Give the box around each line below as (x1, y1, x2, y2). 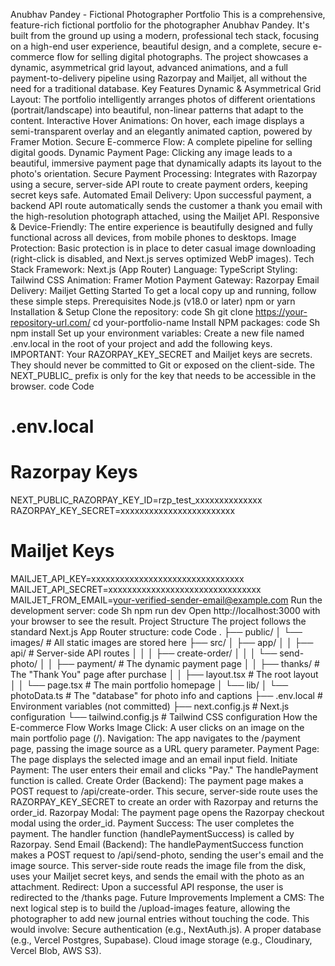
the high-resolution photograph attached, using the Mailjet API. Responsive (10, 210, 320, 222)
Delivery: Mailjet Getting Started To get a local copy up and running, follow (10, 285, 317, 296)
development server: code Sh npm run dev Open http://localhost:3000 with (10, 605, 321, 617)
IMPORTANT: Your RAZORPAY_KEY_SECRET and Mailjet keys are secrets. (10, 349, 313, 360)
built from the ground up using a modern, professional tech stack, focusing (10, 30, 320, 41)
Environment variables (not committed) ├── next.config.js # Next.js (10, 700, 290, 713)
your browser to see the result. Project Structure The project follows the (10, 615, 307, 628)
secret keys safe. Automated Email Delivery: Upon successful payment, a (10, 189, 312, 201)
